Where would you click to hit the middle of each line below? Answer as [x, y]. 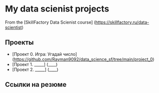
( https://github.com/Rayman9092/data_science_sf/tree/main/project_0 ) [83, 59]
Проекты [19, 43]
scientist [14, 27]
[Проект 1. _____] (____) [35, 64]
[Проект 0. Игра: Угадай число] [44, 54]
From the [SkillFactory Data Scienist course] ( [50, 22]
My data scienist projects [57, 9]
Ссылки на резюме [36, 85]
